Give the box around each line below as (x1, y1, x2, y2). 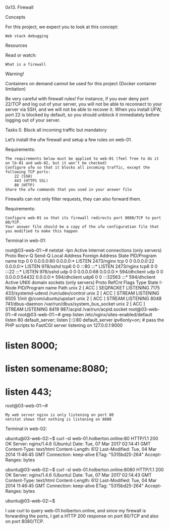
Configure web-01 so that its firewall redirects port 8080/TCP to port (5, 215, 161, 220)
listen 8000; (5, 340, 58, 351)
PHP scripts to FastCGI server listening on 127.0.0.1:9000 (5, 322, 123, 328)
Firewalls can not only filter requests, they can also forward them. (5, 196, 142, 202)
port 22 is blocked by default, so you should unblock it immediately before (5, 112, 160, 117)
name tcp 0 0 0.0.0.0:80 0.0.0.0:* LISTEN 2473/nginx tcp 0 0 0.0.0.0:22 (5, 258, 155, 264)
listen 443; (5, 386, 52, 397)
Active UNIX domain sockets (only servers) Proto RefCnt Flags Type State (5, 279, 159, 285)
